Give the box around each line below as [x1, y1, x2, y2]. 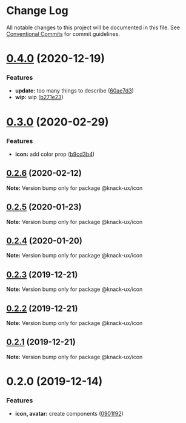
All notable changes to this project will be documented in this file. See [6, 24, 181, 31]
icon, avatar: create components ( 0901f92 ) [15, 410, 124, 418]
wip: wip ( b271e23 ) [15, 94, 64, 101]
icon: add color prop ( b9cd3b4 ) [15, 150, 95, 158]
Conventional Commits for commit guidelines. [6, 30, 120, 37]
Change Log [6, 4, 68, 18]
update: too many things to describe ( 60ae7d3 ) [15, 87, 135, 94]
